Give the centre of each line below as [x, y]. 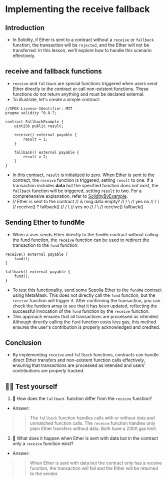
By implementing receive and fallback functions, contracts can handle [85, 355]
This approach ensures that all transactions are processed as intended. [85, 316]
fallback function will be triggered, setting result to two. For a [77, 191]
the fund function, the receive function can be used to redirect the [81, 240]
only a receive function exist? [43, 443]
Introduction [25, 28]
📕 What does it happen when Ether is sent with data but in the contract [85, 438]
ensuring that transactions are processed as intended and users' [79, 365]
